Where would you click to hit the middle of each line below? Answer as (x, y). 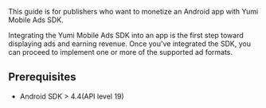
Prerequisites (42, 77)
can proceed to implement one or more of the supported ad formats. (121, 52)
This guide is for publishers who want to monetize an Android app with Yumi (133, 12)
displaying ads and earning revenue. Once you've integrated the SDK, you (129, 44)
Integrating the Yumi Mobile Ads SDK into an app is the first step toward (126, 35)
